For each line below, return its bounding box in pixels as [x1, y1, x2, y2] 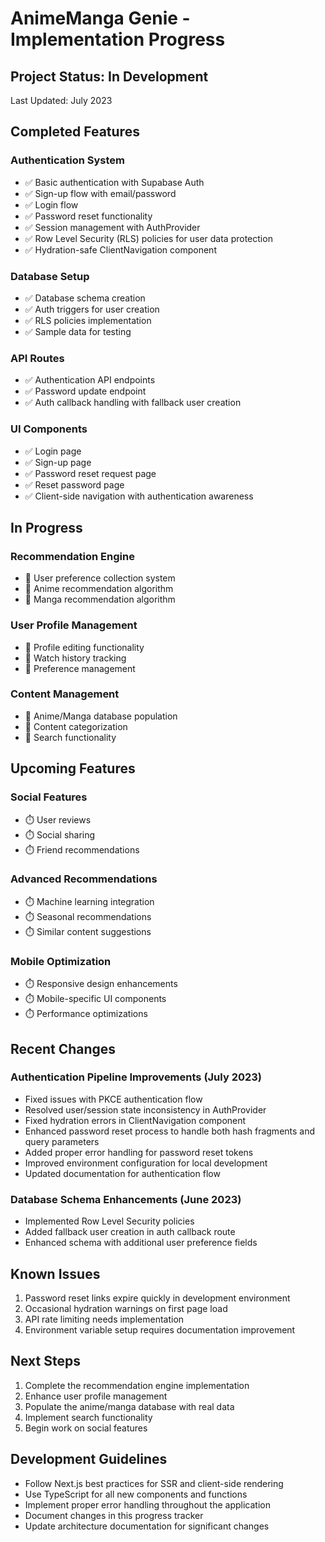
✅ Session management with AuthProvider [24, 221, 201, 233]
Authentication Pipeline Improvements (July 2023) [10, 1070, 262, 1084]
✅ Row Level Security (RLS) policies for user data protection [24, 232, 273, 244]
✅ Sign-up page [24, 456, 92, 468]
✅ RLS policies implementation [24, 314, 152, 326]
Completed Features [10, 123, 140, 141]
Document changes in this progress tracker [24, 1509, 204, 1521]
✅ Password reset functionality [24, 210, 153, 222]
